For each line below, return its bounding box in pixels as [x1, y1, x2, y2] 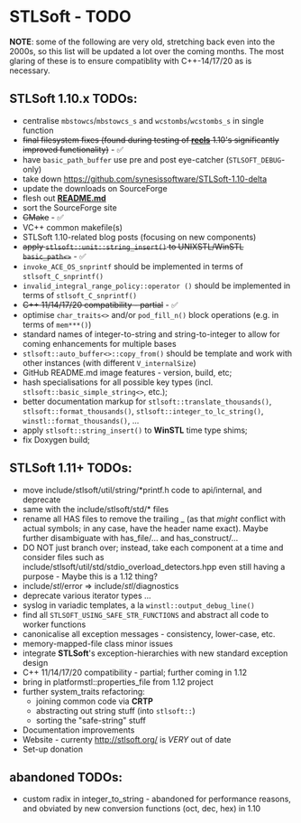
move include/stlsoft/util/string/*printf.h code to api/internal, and [22, 484, 263, 495]
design [22, 657, 49, 668]
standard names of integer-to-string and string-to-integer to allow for [22, 328, 280, 340]
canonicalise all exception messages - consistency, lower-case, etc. [22, 628, 276, 639]
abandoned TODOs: [9, 770, 123, 785]
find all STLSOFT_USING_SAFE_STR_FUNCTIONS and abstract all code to [22, 609, 269, 620]
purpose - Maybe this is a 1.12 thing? [22, 571, 158, 582]
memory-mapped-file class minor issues [22, 638, 174, 649]
